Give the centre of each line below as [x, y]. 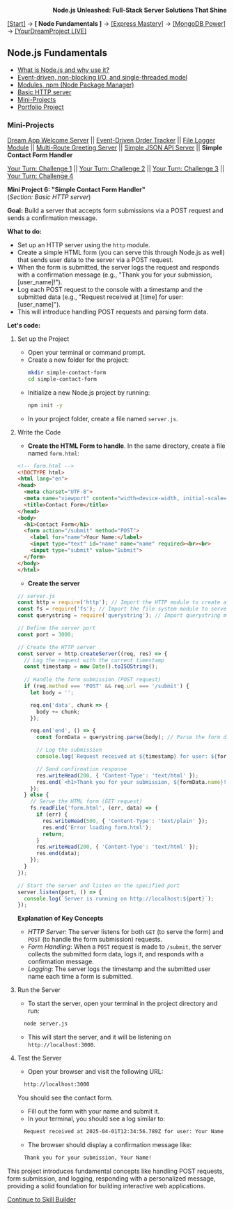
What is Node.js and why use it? [63, 70]
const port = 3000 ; [46, 634]
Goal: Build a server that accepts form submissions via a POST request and [116, 211]
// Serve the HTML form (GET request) [86, 802]
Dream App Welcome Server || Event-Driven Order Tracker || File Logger [111, 140]
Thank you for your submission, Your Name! [88, 1158]
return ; [54, 834]
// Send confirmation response [81, 769]
